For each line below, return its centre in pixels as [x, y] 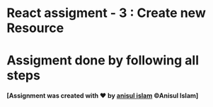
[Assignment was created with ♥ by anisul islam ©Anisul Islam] [103, 95]
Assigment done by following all [103, 61]
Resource [35, 28]
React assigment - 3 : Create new [106, 13]
